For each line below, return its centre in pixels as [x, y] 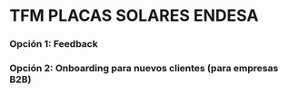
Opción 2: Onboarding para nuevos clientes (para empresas [144, 69]
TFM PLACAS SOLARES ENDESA [134, 16]
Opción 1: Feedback [54, 44]
